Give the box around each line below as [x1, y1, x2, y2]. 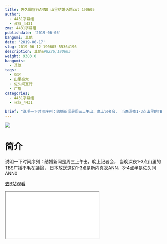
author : [5, 12, 21, 17]
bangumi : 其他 [5, 35, 33, 40]
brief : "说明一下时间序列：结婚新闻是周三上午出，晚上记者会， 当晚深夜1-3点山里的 [5, 109, 158, 114]
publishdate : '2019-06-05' [5, 30, 61, 35]
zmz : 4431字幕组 [5, 26, 37, 31]
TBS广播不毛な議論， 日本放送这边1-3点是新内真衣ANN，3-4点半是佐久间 [5, 165, 156, 171]
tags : [5, 68, 16, 73]
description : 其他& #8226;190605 [5, 49, 71, 54]
